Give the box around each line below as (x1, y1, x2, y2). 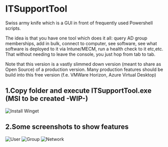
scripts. (5, 25, 21, 31)
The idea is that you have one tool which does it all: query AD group (5, 35, 148, 41)
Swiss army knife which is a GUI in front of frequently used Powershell (5, 20, 153, 26)
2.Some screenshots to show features (5, 123, 129, 131)
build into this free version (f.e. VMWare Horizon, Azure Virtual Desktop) (5, 71, 156, 78)
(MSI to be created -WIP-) (5, 94, 88, 103)
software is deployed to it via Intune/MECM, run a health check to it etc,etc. (5, 46, 163, 52)
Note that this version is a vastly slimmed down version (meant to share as (5, 61, 161, 67)
